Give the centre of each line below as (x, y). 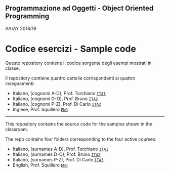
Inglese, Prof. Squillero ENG (40, 109)
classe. (13, 68)
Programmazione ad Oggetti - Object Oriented (79, 8)
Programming (27, 16)
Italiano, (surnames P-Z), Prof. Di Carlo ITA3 (58, 159)
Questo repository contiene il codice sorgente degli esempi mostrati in (78, 63)
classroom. (17, 129)
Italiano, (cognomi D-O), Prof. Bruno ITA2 (55, 99)
